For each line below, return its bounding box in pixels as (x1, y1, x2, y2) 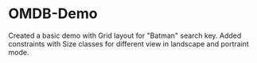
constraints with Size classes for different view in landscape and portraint (8, 39, 249, 48)
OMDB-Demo (8, 5, 98, 23)
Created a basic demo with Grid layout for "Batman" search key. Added (8, 31, 242, 40)
